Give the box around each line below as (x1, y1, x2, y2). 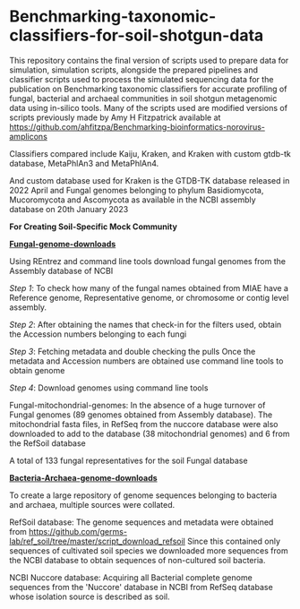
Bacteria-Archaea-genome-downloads (9, 472, 159, 483)
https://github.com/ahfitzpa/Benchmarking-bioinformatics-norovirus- (9, 121, 266, 132)
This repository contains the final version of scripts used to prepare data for (9, 55, 289, 65)
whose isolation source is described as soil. (9, 591, 170, 602)
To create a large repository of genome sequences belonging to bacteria (9, 490, 278, 501)
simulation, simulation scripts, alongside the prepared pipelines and (9, 64, 258, 75)
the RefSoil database (9, 437, 87, 449)
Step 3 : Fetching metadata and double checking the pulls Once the (9, 346, 256, 356)
